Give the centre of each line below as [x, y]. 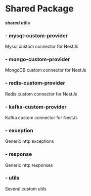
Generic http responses [29, 165]
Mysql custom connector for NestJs [42, 47]
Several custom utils [26, 189]
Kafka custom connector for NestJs [42, 117]
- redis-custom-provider [35, 83]
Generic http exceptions [30, 141]
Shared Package [40, 9]
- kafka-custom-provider [36, 106]
